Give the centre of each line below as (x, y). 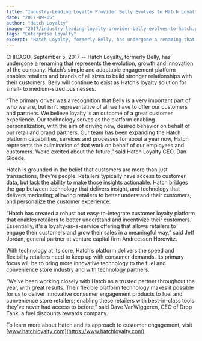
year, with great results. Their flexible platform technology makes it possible (100, 287)
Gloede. (16, 158)
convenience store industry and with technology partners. (78, 269)
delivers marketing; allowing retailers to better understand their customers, (99, 195)
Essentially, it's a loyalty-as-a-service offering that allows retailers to (91, 226)
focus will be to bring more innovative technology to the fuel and (86, 263)
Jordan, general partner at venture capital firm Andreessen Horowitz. (92, 239)
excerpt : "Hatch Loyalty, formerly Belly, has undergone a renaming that (101, 40)
